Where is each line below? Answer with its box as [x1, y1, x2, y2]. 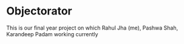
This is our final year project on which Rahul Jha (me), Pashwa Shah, [6, 24, 179, 31]
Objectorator [6, 4, 72, 18]
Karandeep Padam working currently [6, 30, 98, 37]
